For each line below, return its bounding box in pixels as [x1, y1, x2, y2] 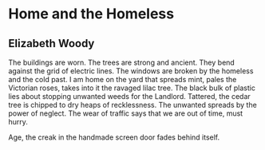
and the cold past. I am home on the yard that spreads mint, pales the [8, 75, 237, 84]
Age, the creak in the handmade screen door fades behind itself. [8, 132, 220, 142]
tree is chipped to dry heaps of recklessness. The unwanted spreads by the [8, 101, 257, 109]
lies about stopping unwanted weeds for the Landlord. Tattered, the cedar [8, 92, 251, 101]
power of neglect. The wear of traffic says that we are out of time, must [8, 109, 243, 118]
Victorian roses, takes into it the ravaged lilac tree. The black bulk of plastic [8, 83, 255, 93]
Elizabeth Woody [8, 37, 95, 50]
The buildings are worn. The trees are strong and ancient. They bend [8, 57, 235, 67]
